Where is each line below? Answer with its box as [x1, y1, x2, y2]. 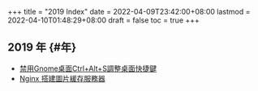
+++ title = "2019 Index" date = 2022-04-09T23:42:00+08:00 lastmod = [7, 7, 251, 16]
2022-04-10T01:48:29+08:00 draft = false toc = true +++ [7, 15, 200, 25]
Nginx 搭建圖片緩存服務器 [19, 73, 106, 83]
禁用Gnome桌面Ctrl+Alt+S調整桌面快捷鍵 [19, 64, 157, 73]
